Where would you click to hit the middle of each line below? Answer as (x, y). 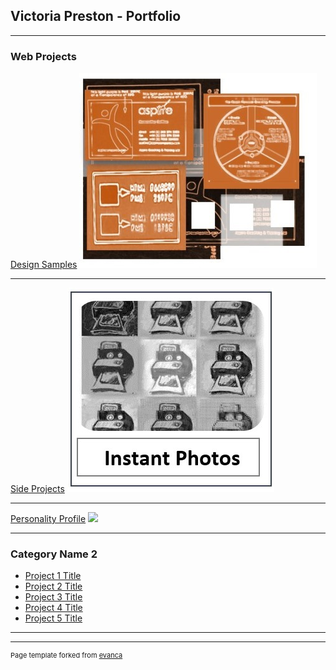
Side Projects (37, 489)
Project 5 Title (53, 618)
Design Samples (44, 265)
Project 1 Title (53, 576)
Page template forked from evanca (66, 655)
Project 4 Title (53, 608)
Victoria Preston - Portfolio (96, 16)
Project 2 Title (53, 586)
